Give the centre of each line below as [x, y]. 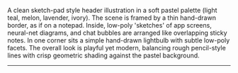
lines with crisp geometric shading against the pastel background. [103, 55]
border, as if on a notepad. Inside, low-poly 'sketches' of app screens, [110, 25]
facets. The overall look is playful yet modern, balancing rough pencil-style [117, 48]
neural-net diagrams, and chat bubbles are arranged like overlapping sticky [118, 33]
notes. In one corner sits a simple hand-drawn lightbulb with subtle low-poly [119, 40]
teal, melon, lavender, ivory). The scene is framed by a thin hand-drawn [112, 18]
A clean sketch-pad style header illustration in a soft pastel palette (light [112, 10]
